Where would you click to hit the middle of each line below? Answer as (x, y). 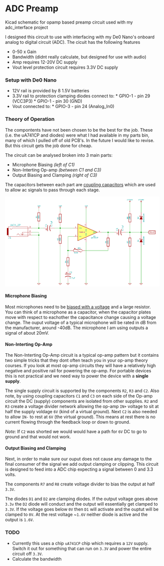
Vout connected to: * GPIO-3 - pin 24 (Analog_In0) (63, 107)
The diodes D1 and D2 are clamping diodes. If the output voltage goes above (82, 499)
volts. (11, 475)
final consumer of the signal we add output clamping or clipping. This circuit (82, 464)
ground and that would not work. (38, 437)
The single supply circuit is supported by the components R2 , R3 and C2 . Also (82, 391)
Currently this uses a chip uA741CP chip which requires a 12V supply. (80, 543)
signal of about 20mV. (27, 333)
